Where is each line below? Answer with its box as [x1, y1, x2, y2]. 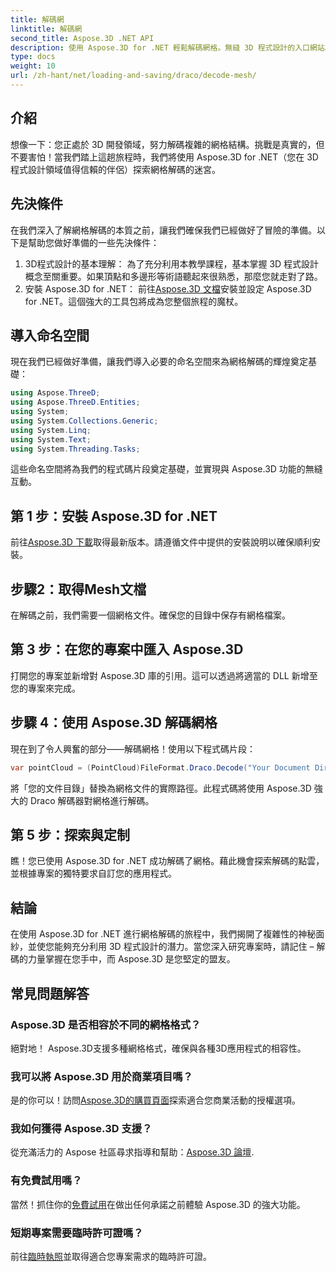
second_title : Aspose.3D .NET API [10, 33, 155, 43]
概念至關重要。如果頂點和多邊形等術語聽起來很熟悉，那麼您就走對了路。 [24, 270, 323, 282]
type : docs [10, 52, 56, 62]
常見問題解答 [10, 985, 90, 1002]
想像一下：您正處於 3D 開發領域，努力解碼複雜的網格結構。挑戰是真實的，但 [10, 138, 325, 150]
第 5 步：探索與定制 [10, 826, 131, 843]
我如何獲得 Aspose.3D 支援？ [10, 1122, 153, 1136]
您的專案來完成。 [10, 682, 81, 694]
